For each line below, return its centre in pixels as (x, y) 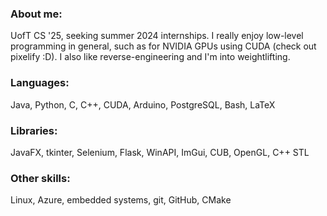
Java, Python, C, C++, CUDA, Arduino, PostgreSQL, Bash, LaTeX (143, 104)
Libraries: (34, 130)
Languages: (40, 83)
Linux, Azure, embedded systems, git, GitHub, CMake (121, 200)
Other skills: (40, 178)
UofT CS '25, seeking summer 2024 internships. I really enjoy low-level (157, 36)
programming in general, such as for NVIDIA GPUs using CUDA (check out (163, 46)
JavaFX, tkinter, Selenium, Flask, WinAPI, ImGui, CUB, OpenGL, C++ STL (160, 152)
